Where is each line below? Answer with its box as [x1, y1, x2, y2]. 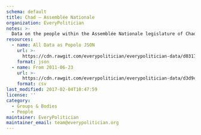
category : [6, 97, 31, 103]
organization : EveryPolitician [6, 20, 84, 26]
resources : [6, 36, 33, 42]
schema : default [6, 8, 47, 15]
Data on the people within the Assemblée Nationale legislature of [11, 31, 184, 37]
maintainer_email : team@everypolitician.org [6, 120, 119, 126]
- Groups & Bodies [11, 103, 58, 109]
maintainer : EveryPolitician [6, 114, 79, 120]
